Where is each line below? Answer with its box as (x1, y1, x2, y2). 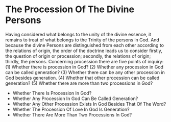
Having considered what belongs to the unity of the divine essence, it (5, 31, 152, 37)
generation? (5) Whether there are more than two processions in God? (5, 80, 153, 86)
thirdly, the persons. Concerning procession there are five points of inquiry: (5, 58, 164, 64)
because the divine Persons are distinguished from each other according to (5, 42, 164, 48)
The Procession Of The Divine (5, 4, 134, 15)
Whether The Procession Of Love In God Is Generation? (12, 106, 130, 112)
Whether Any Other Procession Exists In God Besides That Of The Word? (12, 101, 166, 107)
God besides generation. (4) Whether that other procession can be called (5, 75, 160, 81)
